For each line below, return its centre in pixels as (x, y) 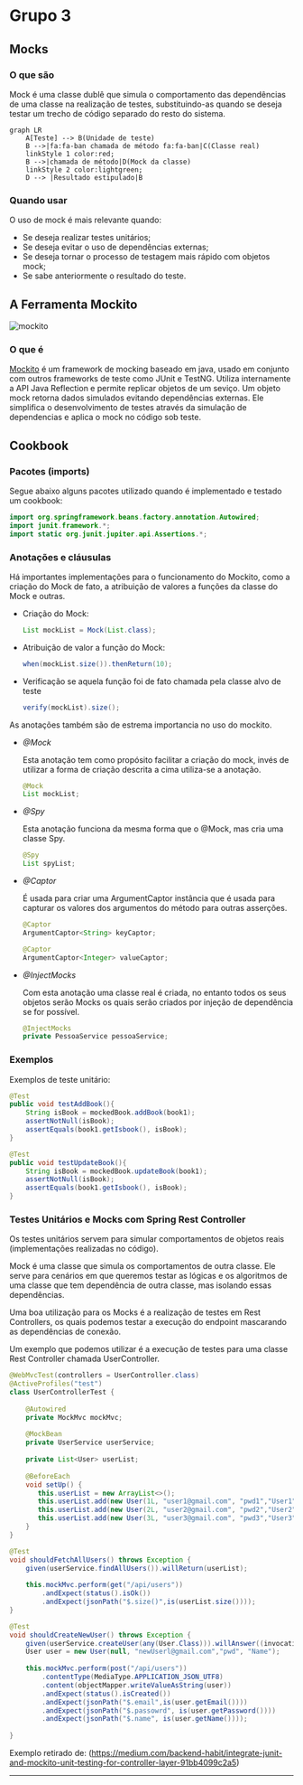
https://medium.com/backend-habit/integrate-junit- (187, 1753)
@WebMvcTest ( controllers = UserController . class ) (105, 1376)
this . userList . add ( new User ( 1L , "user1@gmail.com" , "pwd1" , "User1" (167, 1501)
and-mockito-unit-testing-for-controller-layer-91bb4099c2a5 (123, 1762)
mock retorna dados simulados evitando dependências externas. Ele (137, 398)
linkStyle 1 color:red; (70, 154)
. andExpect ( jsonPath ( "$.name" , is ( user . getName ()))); (145, 1719)
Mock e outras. (37, 596)
